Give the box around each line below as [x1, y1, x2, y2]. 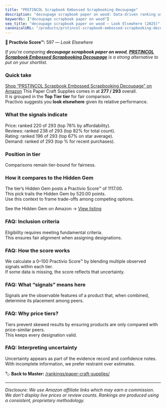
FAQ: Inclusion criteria [5, 218, 60, 225]
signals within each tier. [5, 263, 53, 269]
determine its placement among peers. [5, 298, 84, 304]
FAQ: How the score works [5, 247, 70, 254]
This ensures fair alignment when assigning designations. [5, 234, 123, 240]
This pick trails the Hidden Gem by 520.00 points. [5, 191, 106, 197]
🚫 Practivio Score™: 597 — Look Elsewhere [5, 39, 93, 45]
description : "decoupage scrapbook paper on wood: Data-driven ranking [5, 12, 156, 17]
